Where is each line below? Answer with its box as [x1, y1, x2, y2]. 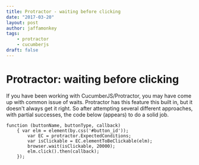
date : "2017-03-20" [6, 14, 55, 20]
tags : [6, 31, 20, 37]
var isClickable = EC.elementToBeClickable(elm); [27, 138, 153, 144]
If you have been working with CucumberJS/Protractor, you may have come [6, 92, 192, 99]
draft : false [6, 47, 39, 53]
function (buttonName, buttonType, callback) [6, 122, 121, 128]
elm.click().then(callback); [27, 148, 100, 154]
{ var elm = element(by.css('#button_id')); [17, 128, 129, 134]
